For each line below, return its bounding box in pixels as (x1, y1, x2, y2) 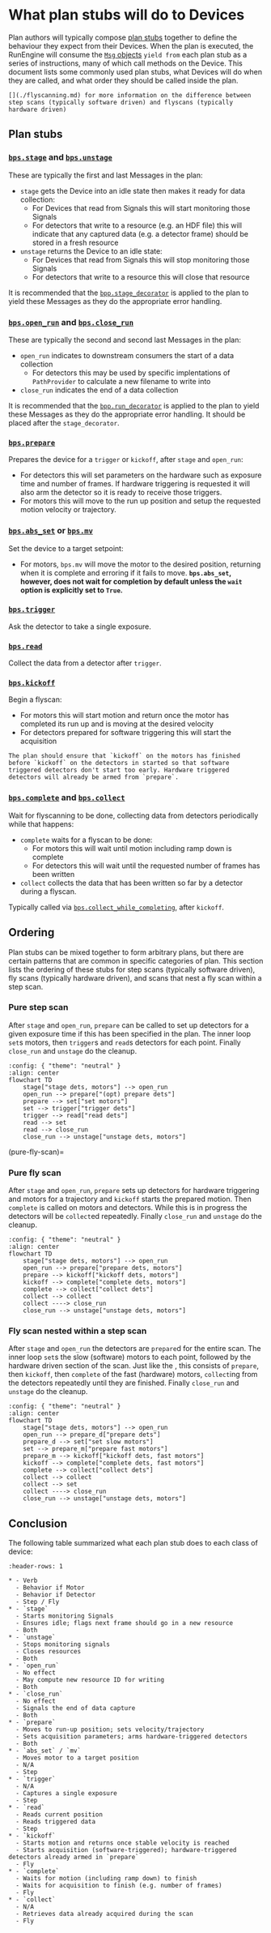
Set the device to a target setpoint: (8, 543, 124, 553)
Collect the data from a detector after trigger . (8, 658, 162, 668)
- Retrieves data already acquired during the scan (15, 1910, 194, 1918)
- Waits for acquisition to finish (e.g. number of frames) (15, 1882, 222, 1890)
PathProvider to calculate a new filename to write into (32, 376, 211, 386)
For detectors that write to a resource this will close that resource (32, 272, 250, 281)
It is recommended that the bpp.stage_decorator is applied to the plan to (8, 288, 249, 297)
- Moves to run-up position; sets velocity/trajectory (15, 1726, 205, 1734)
